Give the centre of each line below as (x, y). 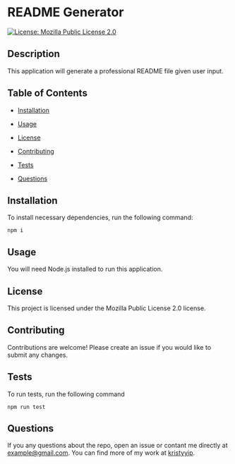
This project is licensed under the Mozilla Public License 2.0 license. (107, 308)
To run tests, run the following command (66, 394)
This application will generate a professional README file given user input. (115, 71)
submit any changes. (38, 355)
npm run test (26, 407)
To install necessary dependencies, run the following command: (100, 218)
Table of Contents (48, 93)
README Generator (66, 12)
